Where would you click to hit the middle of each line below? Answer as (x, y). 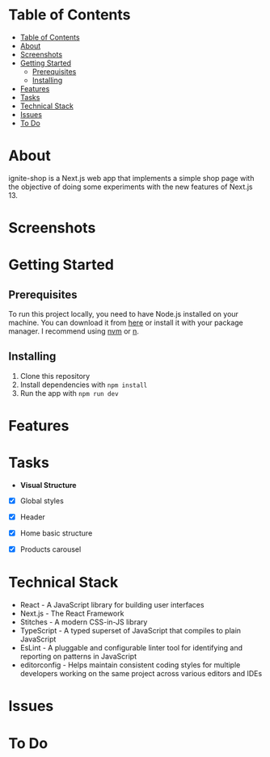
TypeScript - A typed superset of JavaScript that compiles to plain (130, 631)
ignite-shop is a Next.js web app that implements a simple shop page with (131, 178)
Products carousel (51, 549)
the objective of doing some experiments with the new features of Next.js (131, 187)
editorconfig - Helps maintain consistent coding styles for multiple (130, 665)
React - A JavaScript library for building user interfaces (112, 605)
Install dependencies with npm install (84, 385)
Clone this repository (55, 376)
